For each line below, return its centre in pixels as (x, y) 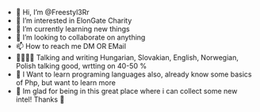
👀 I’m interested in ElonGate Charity (74, 21)
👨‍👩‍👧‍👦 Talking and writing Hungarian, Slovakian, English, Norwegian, (127, 58)
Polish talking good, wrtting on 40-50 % (81, 66)
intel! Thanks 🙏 (40, 99)
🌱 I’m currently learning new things (73, 29)
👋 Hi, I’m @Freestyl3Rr (52, 12)
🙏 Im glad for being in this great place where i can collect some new (126, 91)
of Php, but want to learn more (66, 82)
